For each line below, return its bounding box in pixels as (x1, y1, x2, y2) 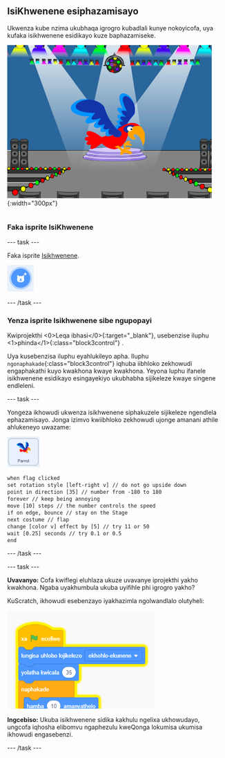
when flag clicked (7, 475, 60, 482)
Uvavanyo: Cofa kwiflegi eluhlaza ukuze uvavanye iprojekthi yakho (7, 576, 198, 584)
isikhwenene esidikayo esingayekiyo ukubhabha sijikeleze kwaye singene (7, 374, 216, 382)
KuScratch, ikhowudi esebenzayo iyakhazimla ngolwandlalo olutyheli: (7, 597, 205, 605)
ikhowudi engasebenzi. (7, 730, 73, 739)
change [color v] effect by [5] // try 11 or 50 (7, 524, 150, 530)
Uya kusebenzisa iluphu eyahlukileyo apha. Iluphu (7, 352, 149, 360)
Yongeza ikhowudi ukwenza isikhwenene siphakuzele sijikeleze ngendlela (7, 408, 217, 417)
